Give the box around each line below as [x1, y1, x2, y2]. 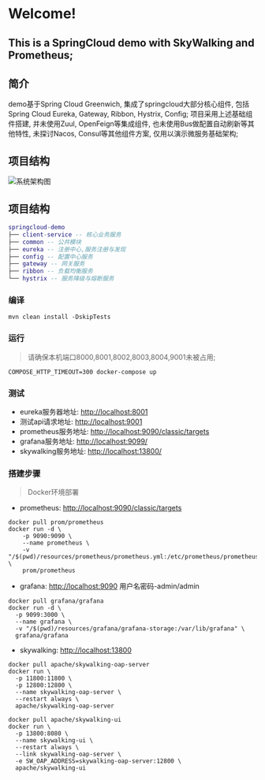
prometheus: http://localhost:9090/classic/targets [19, 503, 182, 513]
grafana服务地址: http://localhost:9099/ [19, 436, 148, 446]
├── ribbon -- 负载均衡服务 [8, 267, 93, 276]
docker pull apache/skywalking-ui [8, 716, 122, 724]
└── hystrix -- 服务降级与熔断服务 [8, 275, 114, 283]
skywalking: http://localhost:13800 [19, 645, 132, 655]
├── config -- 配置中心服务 [8, 253, 93, 261]
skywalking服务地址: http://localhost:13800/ [19, 446, 162, 455]
